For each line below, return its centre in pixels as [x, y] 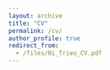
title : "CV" [28, 23]
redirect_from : [34, 46]
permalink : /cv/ [35, 31]
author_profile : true [45, 38]
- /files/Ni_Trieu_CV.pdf [59, 53]
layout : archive [35, 16]
